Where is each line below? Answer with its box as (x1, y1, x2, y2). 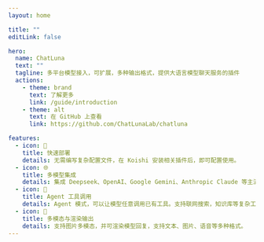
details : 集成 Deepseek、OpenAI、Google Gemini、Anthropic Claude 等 (22, 178, 247, 186)
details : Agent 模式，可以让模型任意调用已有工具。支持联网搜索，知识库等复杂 (22, 200, 251, 208)
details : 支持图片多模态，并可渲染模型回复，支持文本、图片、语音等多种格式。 (22, 222, 247, 230)
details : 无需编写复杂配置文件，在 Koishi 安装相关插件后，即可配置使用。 (22, 156, 240, 164)
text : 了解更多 (28, 91, 75, 99)
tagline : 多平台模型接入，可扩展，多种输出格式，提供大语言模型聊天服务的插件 (15, 69, 240, 77)
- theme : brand (22, 83, 72, 91)
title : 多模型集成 (22, 170, 77, 179)
